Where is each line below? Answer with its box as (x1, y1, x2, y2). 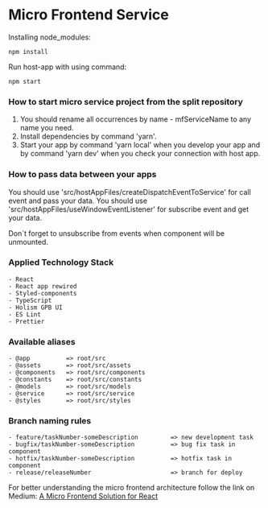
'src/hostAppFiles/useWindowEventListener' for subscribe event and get (8, 204, 249, 214)
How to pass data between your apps (8, 169, 157, 180)
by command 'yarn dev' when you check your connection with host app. (19, 149, 261, 159)
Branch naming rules (8, 415, 92, 427)
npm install (8, 47, 48, 56)
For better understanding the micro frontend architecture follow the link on (8, 483, 255, 493)
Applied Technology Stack (8, 257, 114, 268)
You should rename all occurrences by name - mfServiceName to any (19, 114, 252, 124)
